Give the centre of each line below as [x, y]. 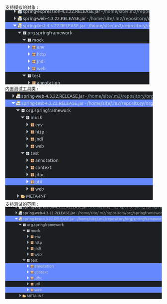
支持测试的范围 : [22, 204]
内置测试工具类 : [22, 89]
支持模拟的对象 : [22, 7]
